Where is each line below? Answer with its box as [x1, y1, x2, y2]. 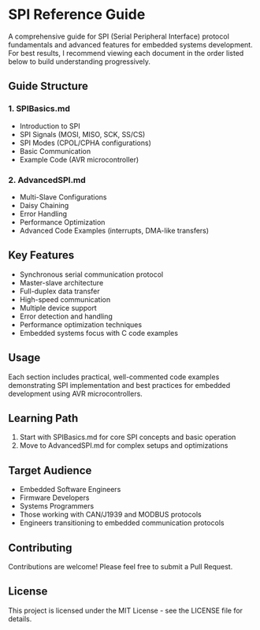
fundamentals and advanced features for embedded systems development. [8, 39, 254, 49]
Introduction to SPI [19, 121, 80, 131]
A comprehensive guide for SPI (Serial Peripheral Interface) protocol [8, 32, 230, 41]
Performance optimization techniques [19, 319, 143, 329]
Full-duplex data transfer [19, 286, 100, 296]
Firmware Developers [19, 493, 90, 502]
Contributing [8, 541, 72, 554]
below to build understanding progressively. [8, 57, 151, 66]
